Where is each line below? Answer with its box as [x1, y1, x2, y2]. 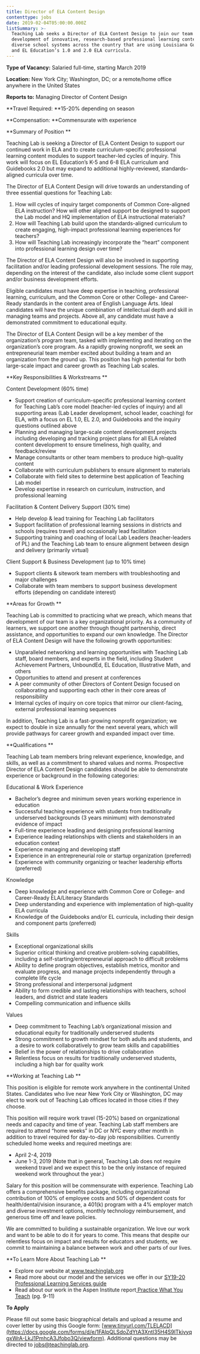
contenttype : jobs [6, 14, 52, 20]
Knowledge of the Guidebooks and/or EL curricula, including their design [14, 913, 194, 920]
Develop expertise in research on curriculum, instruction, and [14, 485, 165, 492]
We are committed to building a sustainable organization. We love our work [6, 1225, 190, 1232]
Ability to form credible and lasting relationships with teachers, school [14, 987, 186, 994]
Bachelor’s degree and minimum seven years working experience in [14, 795, 182, 802]
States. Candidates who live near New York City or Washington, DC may [6, 1090, 183, 1097]
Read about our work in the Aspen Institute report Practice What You [14, 1286, 183, 1293]
